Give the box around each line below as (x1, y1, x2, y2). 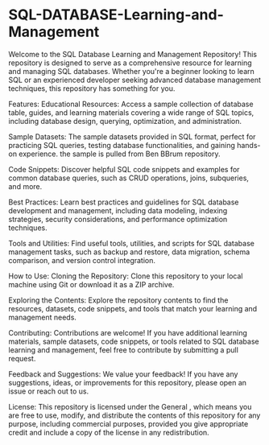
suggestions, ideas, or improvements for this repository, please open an (8, 377, 247, 387)
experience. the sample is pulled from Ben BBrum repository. (19, 149, 221, 159)
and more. (8, 181, 43, 191)
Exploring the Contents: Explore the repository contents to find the (8, 295, 229, 305)
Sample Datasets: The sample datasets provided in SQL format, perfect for (8, 131, 256, 142)
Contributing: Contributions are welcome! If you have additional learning (8, 328, 248, 337)
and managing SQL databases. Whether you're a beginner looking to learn (8, 66, 255, 76)
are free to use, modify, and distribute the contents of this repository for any (8, 410, 261, 420)
